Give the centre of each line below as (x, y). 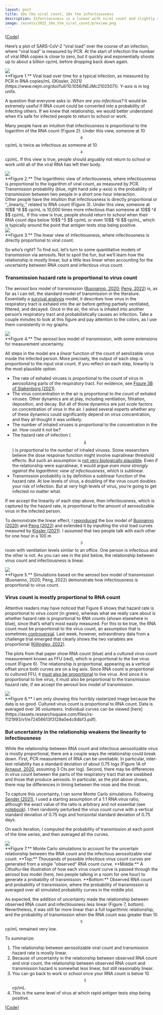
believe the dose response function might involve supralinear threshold (83, 455)
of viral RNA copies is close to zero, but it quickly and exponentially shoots (80, 57)
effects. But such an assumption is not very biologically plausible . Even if (85, 460)
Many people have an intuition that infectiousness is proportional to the (76, 126)
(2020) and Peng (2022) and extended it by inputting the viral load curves (79, 525)
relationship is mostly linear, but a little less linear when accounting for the (79, 260)
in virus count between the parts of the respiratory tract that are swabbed (79, 774)
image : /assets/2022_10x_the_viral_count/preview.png (61, 23)
